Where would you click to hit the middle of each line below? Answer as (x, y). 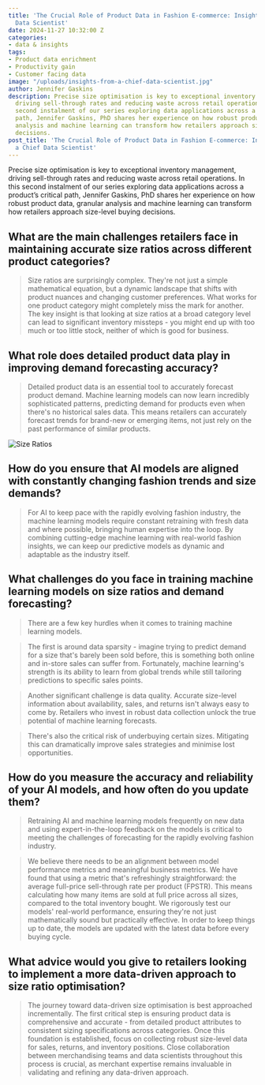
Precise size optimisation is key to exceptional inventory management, (122, 170)
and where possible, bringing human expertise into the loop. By (131, 529)
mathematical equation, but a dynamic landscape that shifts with (132, 289)
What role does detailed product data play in (119, 355)
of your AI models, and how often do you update (129, 790)
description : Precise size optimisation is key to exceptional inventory (132, 96)
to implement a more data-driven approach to (122, 974)
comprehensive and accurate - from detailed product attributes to (134, 1022)
